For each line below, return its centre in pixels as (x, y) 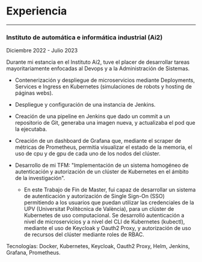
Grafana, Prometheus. (34, 253)
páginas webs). (34, 93)
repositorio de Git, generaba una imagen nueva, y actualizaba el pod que (105, 123)
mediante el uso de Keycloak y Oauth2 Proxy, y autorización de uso (107, 228)
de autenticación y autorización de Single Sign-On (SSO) (94, 196)
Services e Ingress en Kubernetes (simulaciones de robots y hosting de (103, 87)
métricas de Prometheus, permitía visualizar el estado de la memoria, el (103, 147)
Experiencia (37, 11)
